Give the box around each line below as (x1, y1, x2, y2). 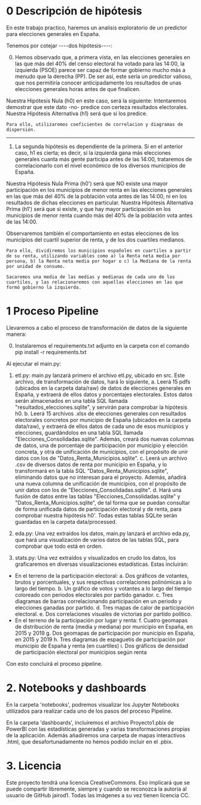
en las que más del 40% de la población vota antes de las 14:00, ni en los (6, 192, 187, 200)
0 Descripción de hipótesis (6, 4, 142, 18)
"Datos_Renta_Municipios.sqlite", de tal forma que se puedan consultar (14, 499, 190, 506)
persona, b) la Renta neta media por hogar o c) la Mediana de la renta (6, 258, 191, 264)
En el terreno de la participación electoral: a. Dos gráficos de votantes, (14, 572, 189, 579)
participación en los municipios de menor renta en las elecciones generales (6, 186, 193, 193)
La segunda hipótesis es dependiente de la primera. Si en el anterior (14, 143, 184, 150)
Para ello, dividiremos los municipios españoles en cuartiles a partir (6, 248, 191, 254)
